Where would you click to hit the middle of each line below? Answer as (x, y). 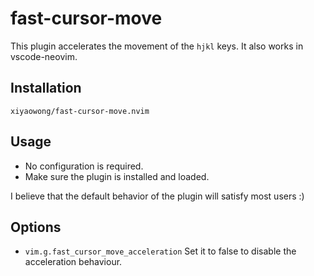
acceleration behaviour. (73, 262)
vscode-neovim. (44, 56)
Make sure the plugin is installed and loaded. (117, 176)
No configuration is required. (84, 166)
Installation (46, 88)
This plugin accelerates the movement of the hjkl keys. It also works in (157, 46)
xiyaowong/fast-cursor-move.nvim (80, 111)
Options (36, 227)
